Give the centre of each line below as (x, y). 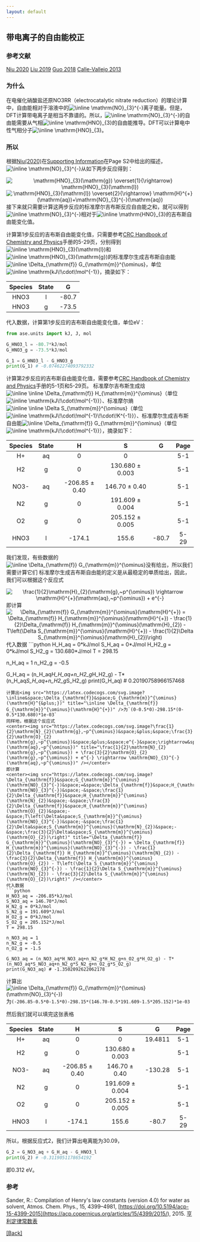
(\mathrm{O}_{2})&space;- (38, 811)
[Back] (14, 1233)
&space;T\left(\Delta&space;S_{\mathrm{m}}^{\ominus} (74, 817)
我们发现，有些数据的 (32, 557)
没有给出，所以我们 (169, 565)
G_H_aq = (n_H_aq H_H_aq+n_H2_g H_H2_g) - (62, 675)
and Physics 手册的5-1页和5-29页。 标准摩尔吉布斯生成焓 (76, 386)
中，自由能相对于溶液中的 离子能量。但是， (96, 108)
